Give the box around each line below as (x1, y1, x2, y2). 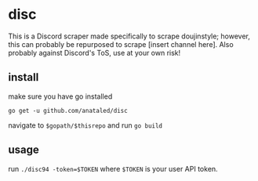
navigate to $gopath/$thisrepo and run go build (8, 120, 163, 130)
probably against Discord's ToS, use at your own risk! (8, 48, 181, 57)
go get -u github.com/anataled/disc (8, 107, 128, 114)
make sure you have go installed (8, 92, 113, 101)
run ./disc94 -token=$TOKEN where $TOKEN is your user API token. (8, 164, 218, 173)
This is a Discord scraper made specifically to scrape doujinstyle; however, (8, 31, 251, 41)
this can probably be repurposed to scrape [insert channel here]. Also (8, 39, 234, 49)
